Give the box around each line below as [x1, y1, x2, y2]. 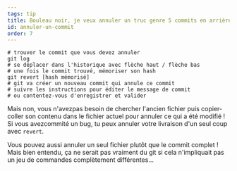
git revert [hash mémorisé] [7, 74, 90, 81]
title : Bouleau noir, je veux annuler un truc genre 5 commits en [7, 17, 207, 24]
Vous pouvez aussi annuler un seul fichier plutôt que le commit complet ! [7, 141, 219, 149]
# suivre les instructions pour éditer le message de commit [7, 86, 191, 94]
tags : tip [7, 10, 37, 18]
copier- [200, 105, 223, 113]
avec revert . [7, 127, 44, 136]
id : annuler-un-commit [7, 23, 74, 30]
